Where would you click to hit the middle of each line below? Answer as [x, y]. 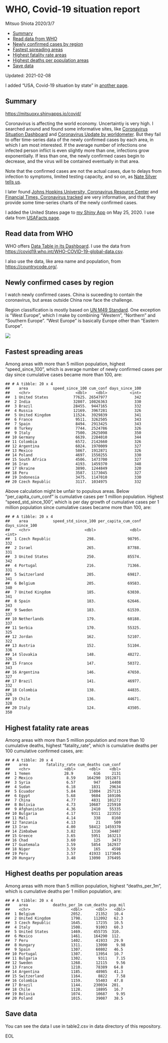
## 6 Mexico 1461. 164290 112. [63, 936]
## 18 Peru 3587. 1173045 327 [73, 473]
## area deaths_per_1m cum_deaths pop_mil [65, 905]
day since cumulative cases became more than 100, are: [64, 375]
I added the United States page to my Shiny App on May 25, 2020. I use [80, 212]
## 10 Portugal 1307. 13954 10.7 [64, 954]
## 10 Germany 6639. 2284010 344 [73, 437]
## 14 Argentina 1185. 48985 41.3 [64, 971]
